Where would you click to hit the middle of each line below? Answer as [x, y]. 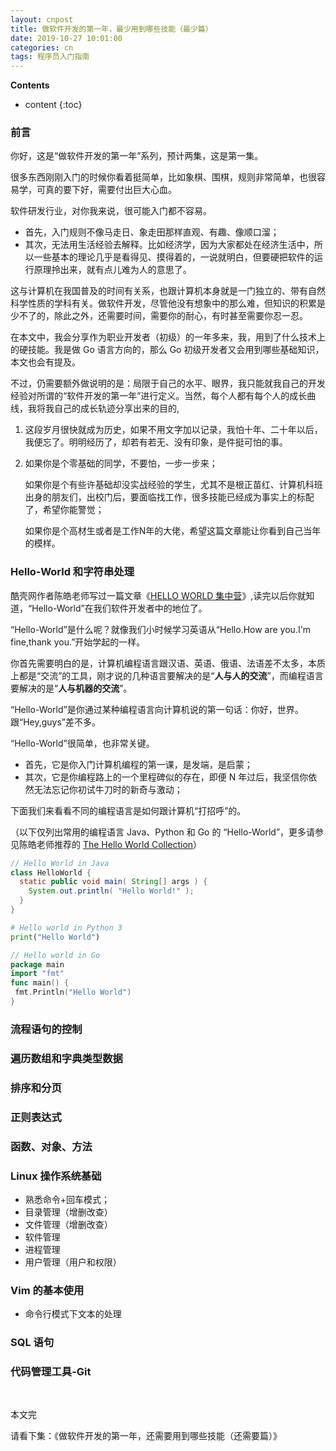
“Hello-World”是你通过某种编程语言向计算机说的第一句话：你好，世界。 [157, 709]
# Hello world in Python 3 [66, 927]
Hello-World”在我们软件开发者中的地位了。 [119, 608]
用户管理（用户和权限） [73, 1262]
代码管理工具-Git [51, 1372]
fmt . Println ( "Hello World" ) [73, 992]
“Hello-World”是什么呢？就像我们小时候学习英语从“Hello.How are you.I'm [161, 629]
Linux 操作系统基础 [56, 1176]
